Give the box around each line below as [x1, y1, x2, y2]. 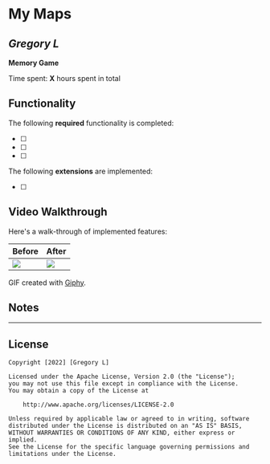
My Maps [8, 5, 72, 23]
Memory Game [8, 58, 59, 67]
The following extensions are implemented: [8, 166, 153, 176]
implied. [8, 436, 38, 444]
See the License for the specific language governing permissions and [8, 443, 250, 451]
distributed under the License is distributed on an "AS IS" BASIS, [8, 422, 243, 430]
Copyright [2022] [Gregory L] [8, 359, 110, 367]
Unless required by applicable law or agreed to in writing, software [8, 415, 250, 423]
